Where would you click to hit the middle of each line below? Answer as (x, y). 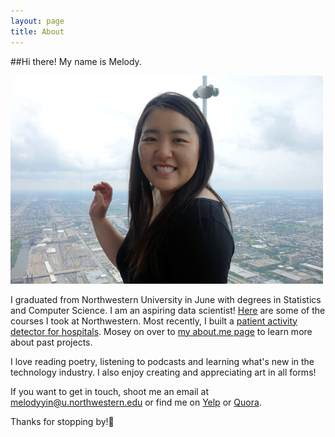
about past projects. (51, 342)
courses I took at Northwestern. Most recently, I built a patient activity (154, 321)
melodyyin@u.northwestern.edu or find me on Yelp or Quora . (136, 402)
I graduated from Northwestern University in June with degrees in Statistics (166, 299)
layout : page (37, 21)
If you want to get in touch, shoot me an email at (110, 391)
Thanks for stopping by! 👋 (62, 421)
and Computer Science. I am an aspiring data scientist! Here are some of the (168, 310)
